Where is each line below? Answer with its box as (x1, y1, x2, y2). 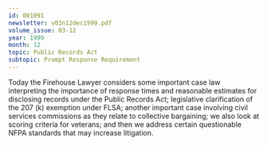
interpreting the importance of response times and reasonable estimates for (8, 86, 257, 95)
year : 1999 (8, 33, 45, 42)
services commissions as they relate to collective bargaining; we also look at (8, 111, 260, 120)
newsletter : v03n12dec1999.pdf (8, 19, 112, 27)
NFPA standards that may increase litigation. (8, 128, 154, 137)
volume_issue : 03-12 (8, 26, 77, 34)
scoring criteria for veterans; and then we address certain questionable (8, 120, 241, 129)
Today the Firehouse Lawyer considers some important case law (8, 77, 221, 87)
